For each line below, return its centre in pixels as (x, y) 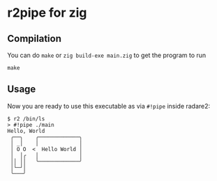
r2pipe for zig (47, 13)
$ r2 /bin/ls (26, 119)
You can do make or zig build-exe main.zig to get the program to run (107, 55)
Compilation (34, 39)
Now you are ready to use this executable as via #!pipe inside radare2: (109, 106)
